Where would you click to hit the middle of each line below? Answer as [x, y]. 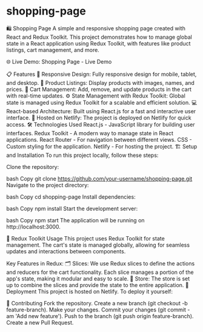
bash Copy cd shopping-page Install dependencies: [71, 197]
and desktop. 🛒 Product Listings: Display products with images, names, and [101, 82]
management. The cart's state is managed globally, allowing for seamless [98, 245]
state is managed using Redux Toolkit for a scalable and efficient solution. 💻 [102, 102]
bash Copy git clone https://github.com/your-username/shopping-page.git [99, 178]
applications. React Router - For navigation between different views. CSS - [99, 139]
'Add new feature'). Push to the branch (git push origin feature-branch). [105, 316]
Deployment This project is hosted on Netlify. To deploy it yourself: [90, 291]
